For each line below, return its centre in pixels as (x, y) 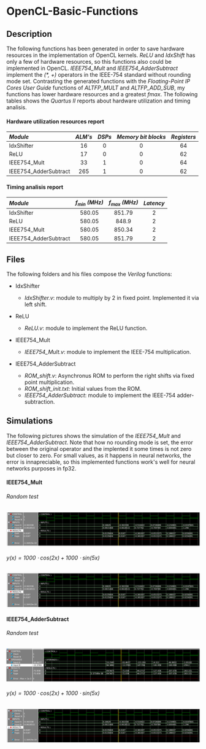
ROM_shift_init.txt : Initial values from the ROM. (83, 389)
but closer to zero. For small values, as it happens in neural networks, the (99, 455)
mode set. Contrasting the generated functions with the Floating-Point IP (98, 81)
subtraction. (40, 402)
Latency (154, 203)
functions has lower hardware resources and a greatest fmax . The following (102, 94)
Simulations (30, 421)
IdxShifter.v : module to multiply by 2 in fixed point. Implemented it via (112, 298)
